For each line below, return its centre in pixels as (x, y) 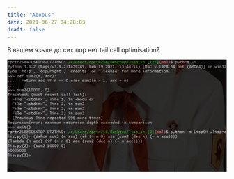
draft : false (26, 29)
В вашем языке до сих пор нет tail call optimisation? (84, 50)
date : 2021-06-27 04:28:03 (46, 22)
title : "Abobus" (31, 15)
